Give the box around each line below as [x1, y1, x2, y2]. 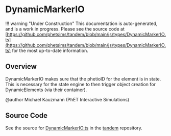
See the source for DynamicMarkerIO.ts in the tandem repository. [5, 125, 143, 131]
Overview [5, 62, 37, 71]
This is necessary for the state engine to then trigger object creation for [5, 81, 156, 87]
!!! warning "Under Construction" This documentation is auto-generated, [5, 20, 158, 26]
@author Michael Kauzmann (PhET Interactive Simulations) [5, 96, 130, 102]
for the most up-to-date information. [12, 47, 88, 53]
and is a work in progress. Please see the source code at [5, 25, 125, 32]
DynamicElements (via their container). [5, 87, 87, 93]
